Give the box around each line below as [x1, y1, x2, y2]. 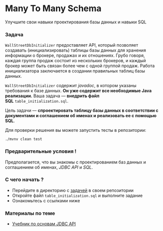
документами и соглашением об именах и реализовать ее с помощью [5, 113, 157, 119]
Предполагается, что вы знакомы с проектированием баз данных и [5, 159, 146, 165]
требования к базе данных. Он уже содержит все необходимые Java [5, 88, 152, 94]
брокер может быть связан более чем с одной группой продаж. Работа [5, 63, 155, 69]
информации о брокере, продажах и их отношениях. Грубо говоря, [5, 53, 145, 58]
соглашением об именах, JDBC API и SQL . [5, 164, 93, 170]
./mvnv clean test [5, 137, 42, 142]
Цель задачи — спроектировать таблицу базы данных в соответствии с [5, 107, 159, 113]
